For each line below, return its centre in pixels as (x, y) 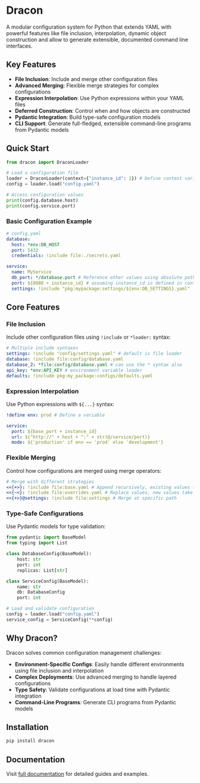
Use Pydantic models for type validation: (56, 527)
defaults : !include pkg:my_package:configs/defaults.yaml (79, 376)
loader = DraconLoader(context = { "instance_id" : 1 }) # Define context (94, 179)
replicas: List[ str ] (42, 570)
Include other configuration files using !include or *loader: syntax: (88, 337)
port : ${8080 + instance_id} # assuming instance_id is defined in (97, 283)
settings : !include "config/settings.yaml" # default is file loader (94, 354)
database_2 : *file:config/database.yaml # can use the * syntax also (94, 365)
